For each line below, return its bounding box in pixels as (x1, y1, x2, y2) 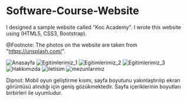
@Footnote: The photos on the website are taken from (6, 41, 137, 48)
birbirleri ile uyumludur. (6, 89, 63, 96)
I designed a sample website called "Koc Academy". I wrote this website (6, 24, 182, 31)
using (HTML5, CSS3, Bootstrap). (6, 29, 87, 37)
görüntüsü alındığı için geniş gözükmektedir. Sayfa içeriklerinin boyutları (6, 83, 181, 90)
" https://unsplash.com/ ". (6, 47, 66, 54)
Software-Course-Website (6, 4, 140, 18)
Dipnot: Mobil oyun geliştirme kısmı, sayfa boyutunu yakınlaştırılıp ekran (6, 77, 181, 84)
